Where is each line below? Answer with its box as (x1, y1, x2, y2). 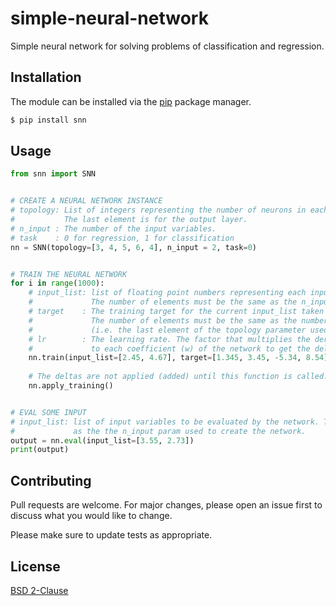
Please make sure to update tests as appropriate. (10, 529, 213, 541)
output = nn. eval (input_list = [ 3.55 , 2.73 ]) (10, 435, 195, 446)
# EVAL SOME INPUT (10, 407, 87, 417)
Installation (10, 69, 82, 86)
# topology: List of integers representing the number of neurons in (10, 205, 307, 216)
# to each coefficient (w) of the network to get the (28, 343, 311, 354)
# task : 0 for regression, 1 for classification (10, 233, 235, 243)
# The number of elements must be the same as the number (28, 315, 329, 326)
